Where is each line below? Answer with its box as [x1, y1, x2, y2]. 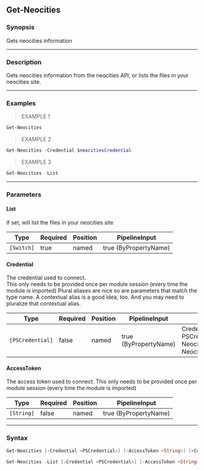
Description [6, 58, 42, 66]
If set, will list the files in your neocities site [6, 219, 114, 226]
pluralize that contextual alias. [6, 300, 81, 307]
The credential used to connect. [6, 274, 86, 282]
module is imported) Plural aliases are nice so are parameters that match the [6, 287, 197, 295]
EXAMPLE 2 [21, 136, 52, 143]
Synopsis [6, 23, 35, 32]
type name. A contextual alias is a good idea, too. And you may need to [6, 293, 185, 301]
